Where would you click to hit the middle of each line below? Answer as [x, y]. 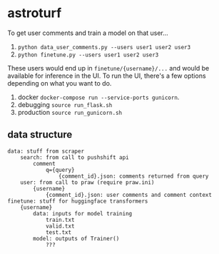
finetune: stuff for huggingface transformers [78, 201]
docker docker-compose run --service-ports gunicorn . [98, 97]
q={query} [60, 170]
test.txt [58, 232]
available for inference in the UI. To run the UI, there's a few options [107, 76]
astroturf [35, 13]
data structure [40, 134]
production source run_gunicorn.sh [70, 112]
